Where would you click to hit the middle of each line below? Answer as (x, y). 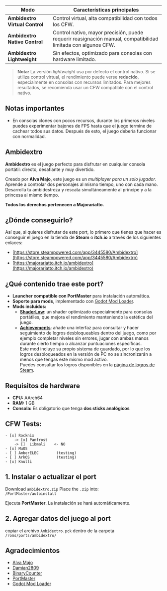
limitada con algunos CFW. (84, 45)
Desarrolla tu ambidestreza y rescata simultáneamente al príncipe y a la (78, 189)
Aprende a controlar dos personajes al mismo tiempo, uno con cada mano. (82, 184)
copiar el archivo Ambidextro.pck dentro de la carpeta (60, 531)
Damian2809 (26, 568)
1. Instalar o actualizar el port (51, 477)
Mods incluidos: (29, 306)
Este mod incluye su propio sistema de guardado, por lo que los (85, 349)
